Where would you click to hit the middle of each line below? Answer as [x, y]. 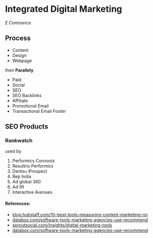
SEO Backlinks [27, 95]
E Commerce [18, 23]
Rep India [22, 176]
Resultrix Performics [33, 166]
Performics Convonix [33, 161]
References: [18, 204]
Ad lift [18, 187]
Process [18, 38]
